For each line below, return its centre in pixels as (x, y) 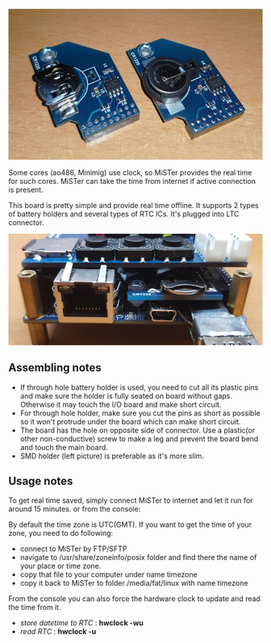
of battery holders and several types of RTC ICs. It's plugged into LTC (124, 214)
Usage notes (41, 481)
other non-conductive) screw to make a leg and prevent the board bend (139, 438)
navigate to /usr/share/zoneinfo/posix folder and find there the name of (138, 557)
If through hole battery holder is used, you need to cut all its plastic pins (139, 387)
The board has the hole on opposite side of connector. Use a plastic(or (138, 430)
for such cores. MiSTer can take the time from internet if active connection (132, 181)
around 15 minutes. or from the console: (75, 509)
